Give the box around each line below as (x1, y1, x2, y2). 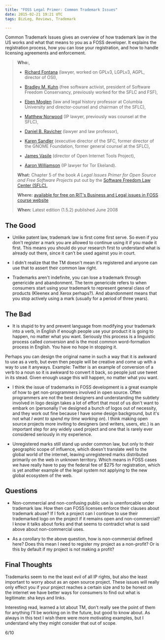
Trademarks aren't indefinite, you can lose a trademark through (12, 275, 141, 281)
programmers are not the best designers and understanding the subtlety (12, 395, 159, 400)
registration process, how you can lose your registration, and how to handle (5, 45, 159, 51)
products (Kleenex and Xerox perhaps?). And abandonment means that (12, 290, 157, 297)
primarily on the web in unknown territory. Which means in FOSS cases (12, 457, 157, 463)
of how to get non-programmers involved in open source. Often (12, 389, 141, 395)
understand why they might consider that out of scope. (5, 620, 117, 626)
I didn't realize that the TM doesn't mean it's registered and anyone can (12, 260, 158, 266)
